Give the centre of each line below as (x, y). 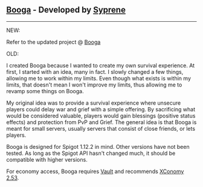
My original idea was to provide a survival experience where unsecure (94, 103)
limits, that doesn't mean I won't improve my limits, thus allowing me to (94, 85)
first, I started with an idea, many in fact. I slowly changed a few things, (95, 71)
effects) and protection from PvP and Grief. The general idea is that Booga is (101, 122)
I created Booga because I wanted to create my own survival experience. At (101, 65)
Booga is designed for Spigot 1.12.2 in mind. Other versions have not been (98, 146)
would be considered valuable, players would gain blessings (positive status (101, 116)
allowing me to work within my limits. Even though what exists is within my (99, 78)
